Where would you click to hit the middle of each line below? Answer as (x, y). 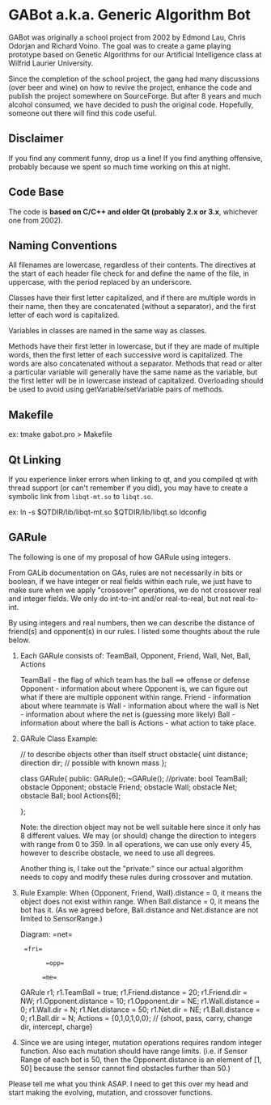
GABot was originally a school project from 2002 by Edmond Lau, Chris (127, 37)
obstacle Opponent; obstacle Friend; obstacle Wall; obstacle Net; (129, 787)
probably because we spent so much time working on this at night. (119, 167)
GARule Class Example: (59, 739)
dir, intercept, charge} (56, 1027)
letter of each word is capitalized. (64, 315)
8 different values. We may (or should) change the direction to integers (138, 836)
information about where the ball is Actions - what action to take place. (138, 722)
